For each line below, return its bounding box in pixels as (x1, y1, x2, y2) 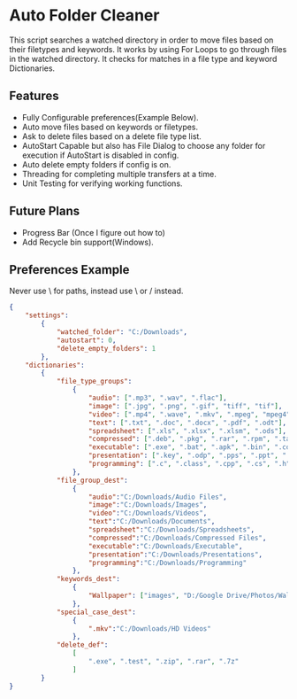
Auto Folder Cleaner (9, 5, 160, 26)
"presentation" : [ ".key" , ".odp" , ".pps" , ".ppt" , (88, 451, 278, 461)
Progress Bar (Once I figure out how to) (21, 227, 166, 237)
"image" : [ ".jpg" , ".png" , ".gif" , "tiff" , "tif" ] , (88, 401, 283, 410)
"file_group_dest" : (56, 476, 128, 485)
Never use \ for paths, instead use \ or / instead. (9, 285, 184, 297)
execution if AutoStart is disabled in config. (21, 150, 179, 160)
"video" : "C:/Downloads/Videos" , (88, 509, 208, 518)
